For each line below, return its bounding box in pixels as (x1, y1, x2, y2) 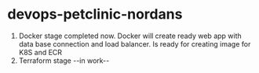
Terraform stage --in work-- (18, 56, 110, 65)
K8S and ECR (18, 47, 63, 57)
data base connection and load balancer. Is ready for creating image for (18, 39, 251, 48)
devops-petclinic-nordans (7, 5, 183, 23)
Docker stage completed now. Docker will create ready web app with (18, 31, 243, 40)
